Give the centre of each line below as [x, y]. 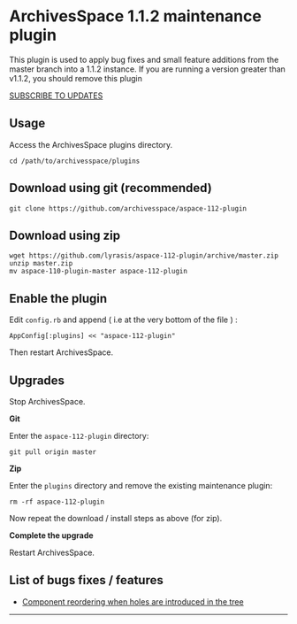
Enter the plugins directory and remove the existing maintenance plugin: [141, 485]
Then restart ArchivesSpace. [61, 352]
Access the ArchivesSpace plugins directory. [91, 144]
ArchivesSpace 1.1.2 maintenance [136, 16]
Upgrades [37, 380]
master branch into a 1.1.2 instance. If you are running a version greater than [147, 69]
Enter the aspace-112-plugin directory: [79, 436]
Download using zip [65, 235]
